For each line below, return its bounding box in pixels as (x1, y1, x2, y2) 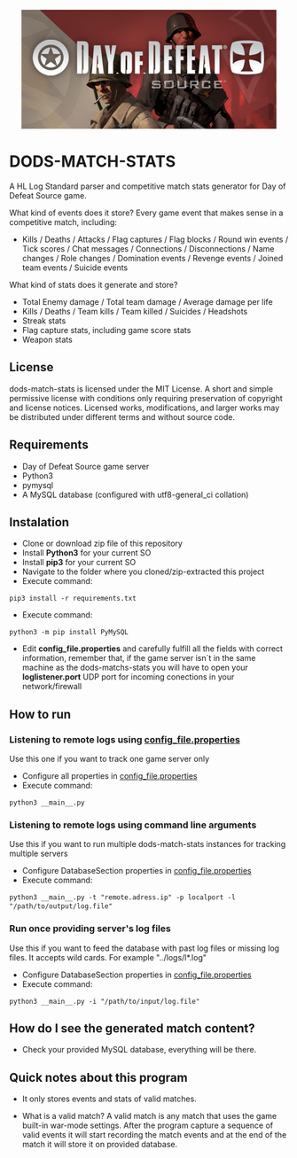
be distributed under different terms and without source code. (9, 411, 235, 422)
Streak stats (21, 315, 66, 326)
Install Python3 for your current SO (21, 548, 152, 558)
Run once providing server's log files (9, 922, 171, 935)
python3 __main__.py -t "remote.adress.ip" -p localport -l (9, 893, 237, 902)
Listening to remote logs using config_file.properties (9, 733, 241, 745)
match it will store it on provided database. (21, 1139, 178, 1150)
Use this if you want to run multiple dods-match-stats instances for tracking (9, 839, 286, 850)
